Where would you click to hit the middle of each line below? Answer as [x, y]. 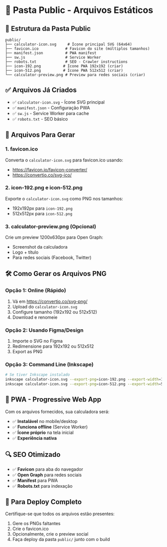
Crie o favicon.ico [30, 529]
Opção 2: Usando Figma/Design [44, 330]
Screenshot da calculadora [40, 247]
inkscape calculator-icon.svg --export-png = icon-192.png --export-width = [83, 380]
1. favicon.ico [22, 149]
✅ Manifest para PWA [35, 480]
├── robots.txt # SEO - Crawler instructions [66, 62]
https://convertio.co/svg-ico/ [42, 175]
